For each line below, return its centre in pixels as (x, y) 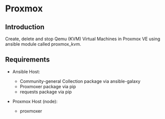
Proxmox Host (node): (35, 101)
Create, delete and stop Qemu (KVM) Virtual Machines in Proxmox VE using (83, 39)
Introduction (25, 27)
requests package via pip (46, 92)
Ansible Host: (26, 71)
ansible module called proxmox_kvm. (43, 44)
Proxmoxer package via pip (48, 86)
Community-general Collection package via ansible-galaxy (80, 81)
